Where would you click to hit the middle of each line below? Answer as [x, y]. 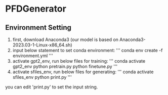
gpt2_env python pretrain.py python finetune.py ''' [65, 66]
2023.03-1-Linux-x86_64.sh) [42, 45]
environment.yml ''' [33, 56]
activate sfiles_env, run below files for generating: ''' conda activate [83, 72]
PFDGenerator [36, 9]
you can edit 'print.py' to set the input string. [52, 87]
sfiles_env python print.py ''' [42, 77]
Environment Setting [38, 28]
